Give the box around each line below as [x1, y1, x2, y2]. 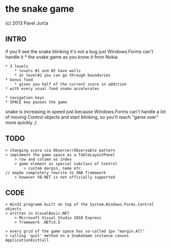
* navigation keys [5, 95, 44, 100]
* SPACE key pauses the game [5, 99, 67, 105]
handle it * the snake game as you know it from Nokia [5, 54, 118, 60]
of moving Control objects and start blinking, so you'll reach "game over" [5, 114, 159, 120]
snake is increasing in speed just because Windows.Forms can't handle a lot [5, 108, 166, 115]
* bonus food [5, 77, 33, 82]
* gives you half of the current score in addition [14, 81, 127, 87]
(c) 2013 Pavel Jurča [5, 20, 48, 26]
